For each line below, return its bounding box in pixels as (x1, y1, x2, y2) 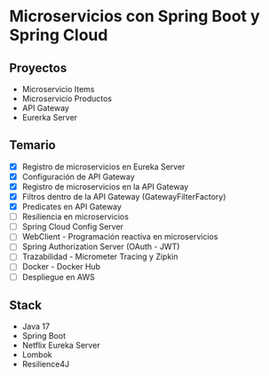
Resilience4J (21, 359, 69, 370)
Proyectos (9, 60, 67, 75)
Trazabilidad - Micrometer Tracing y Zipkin (21, 251, 178, 262)
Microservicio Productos (21, 93, 113, 104)
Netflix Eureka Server (21, 340, 100, 351)
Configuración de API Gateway (21, 171, 135, 182)
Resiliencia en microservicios (21, 211, 129, 223)
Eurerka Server (21, 113, 78, 122)
